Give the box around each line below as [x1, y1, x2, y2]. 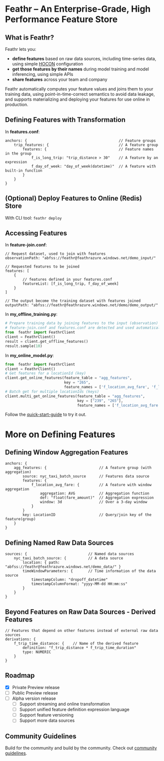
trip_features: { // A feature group [14, 142, 159, 147]
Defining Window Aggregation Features [5, 448, 128, 457]
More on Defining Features [5, 429, 116, 440]
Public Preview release [12, 690, 59, 695]
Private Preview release [12, 684, 60, 690]
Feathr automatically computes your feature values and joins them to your [5, 86, 154, 91]
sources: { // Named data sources [5, 552, 134, 557]
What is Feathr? [5, 33, 54, 42]
